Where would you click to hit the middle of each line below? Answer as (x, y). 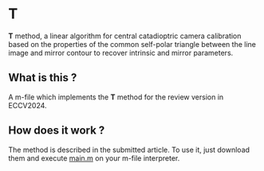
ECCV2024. (28, 105)
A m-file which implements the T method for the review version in (116, 97)
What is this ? (43, 78)
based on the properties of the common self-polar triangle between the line (132, 44)
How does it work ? (57, 131)
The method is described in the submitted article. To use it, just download (129, 150)
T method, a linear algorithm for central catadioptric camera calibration (125, 36)
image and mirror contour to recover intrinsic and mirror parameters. (121, 52)
